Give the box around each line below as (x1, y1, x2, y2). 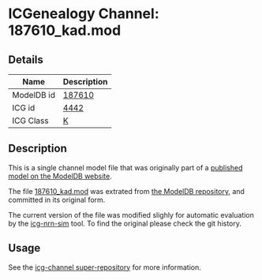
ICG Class (12, 115, 49, 126)
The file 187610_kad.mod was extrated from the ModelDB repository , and (8, 186, 245, 196)
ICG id (12, 103, 36, 113)
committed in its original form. (8, 195, 106, 204)
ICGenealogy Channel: (8, 5, 159, 23)
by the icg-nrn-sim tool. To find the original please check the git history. (8, 218, 242, 228)
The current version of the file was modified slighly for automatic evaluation (8, 210, 255, 219)
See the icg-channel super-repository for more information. (8, 262, 201, 272)
